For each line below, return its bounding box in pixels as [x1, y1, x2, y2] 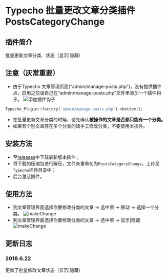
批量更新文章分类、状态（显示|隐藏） [5, 52, 83, 58]
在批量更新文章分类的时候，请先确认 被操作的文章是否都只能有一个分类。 [12, 116, 165, 122]
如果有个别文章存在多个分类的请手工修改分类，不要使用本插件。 [12, 123, 148, 129]
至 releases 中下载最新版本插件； [12, 154, 80, 160]
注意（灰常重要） [5, 69, 59, 78]
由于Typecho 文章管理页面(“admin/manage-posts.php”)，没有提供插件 [12, 83, 162, 89]
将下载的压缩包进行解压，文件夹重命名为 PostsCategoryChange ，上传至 [12, 160, 160, 166]
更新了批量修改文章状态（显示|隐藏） [5, 267, 83, 273]
